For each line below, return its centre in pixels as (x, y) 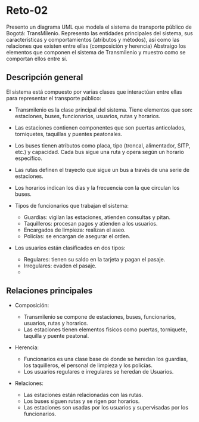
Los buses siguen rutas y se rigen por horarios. (82, 401)
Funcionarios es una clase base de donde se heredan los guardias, (106, 359)
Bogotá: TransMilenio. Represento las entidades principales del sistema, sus (99, 33)
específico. (29, 158)
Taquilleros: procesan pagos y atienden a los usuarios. (91, 223)
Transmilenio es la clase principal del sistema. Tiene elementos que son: (103, 110)
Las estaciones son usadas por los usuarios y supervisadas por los (106, 407)
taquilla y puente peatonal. (56, 335)
